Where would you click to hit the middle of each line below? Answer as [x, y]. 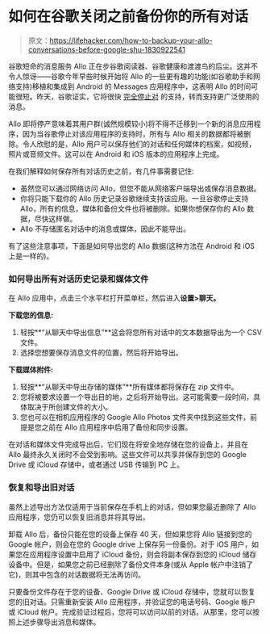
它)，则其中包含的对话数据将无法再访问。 [77, 574]
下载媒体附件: [31, 370]
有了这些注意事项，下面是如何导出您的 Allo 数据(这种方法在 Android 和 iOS [132, 246]
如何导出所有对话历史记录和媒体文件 [79, 279]
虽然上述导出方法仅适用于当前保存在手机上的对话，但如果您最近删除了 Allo [132, 506]
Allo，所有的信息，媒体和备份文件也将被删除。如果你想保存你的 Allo [133, 208]
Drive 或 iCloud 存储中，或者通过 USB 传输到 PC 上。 [96, 464]
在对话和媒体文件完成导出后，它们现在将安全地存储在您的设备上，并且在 [128, 444]
